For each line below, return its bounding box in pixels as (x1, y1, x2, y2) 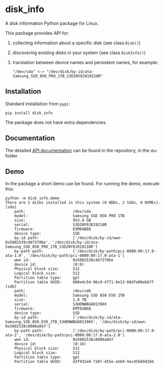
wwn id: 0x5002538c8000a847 (14, 337, 114, 342)
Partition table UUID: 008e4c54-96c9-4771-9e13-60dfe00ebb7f (14, 280, 154, 285)
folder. (5, 152, 19, 159)
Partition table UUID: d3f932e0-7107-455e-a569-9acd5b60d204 (14, 359, 154, 364)
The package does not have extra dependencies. (5, 119, 107, 125)
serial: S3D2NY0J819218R (14, 222, 107, 228)
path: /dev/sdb (14, 289, 92, 294)
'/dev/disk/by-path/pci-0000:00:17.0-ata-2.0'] (23, 333, 125, 338)
